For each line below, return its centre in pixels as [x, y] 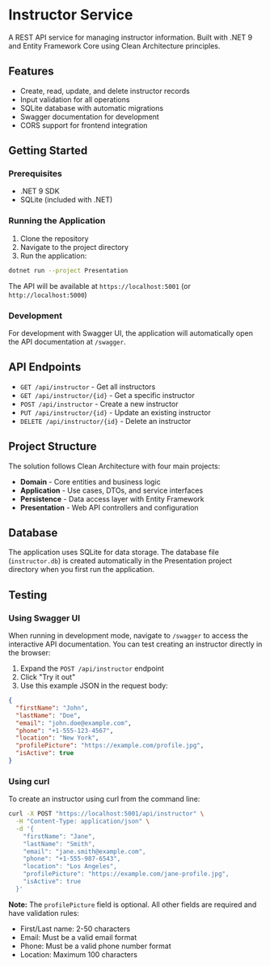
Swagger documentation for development [89, 117]
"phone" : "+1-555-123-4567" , [65, 731]
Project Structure [53, 447]
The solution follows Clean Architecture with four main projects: [114, 466]
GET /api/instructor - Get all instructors [88, 387]
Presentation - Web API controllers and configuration [110, 507]
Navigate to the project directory [74, 247]
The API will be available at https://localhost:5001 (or [100, 286]
